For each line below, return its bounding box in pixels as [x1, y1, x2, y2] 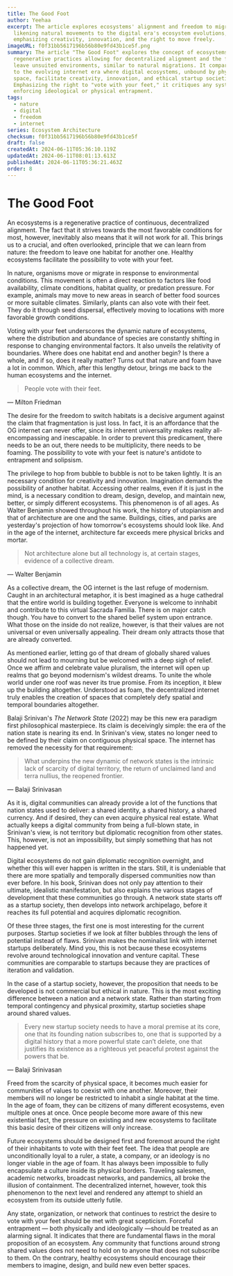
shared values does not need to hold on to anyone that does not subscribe [7, 1246, 220, 1254]
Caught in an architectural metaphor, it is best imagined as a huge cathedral [7, 590, 224, 599]
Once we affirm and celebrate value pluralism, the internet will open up [7, 663, 210, 672]
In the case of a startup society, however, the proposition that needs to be [7, 979, 218, 987]
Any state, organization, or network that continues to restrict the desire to [7, 1209, 217, 1218]
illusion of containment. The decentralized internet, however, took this [7, 1181, 207, 1189]
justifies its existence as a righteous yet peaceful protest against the [24, 1044, 219, 1053]
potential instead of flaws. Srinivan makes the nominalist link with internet [7, 936, 217, 944]
